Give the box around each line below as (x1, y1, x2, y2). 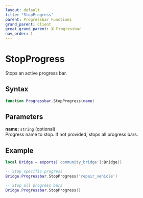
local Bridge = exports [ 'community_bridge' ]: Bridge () (5, 160, 123, 165)
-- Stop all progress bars (5, 183, 63, 188)
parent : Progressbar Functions (5, 17, 72, 22)
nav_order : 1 (5, 31, 33, 36)
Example (5, 146, 34, 155)
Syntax (5, 85, 29, 93)
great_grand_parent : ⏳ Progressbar (5, 27, 82, 32)
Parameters (5, 113, 43, 121)
